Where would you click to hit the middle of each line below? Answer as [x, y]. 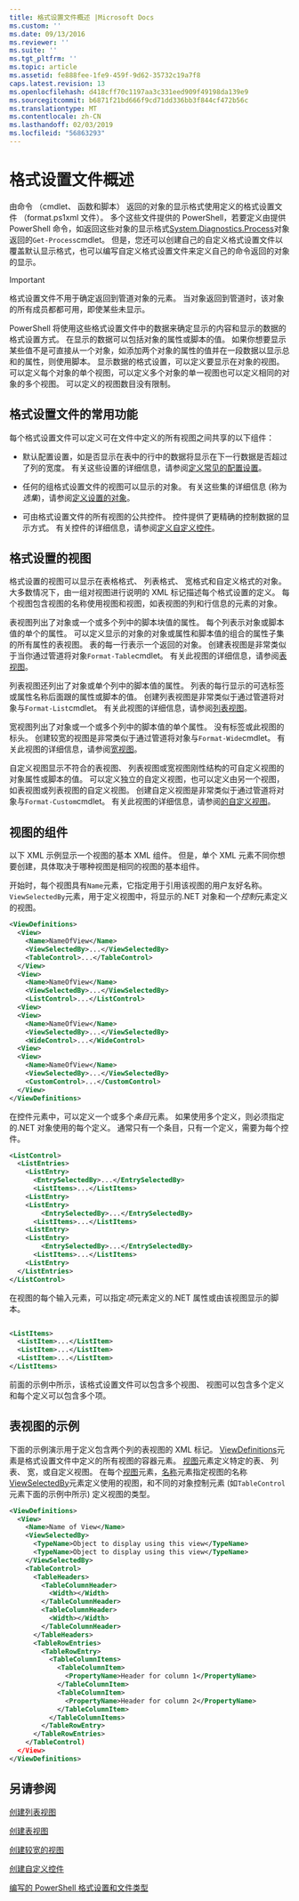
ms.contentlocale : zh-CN [55, 117]
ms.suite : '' [33, 51]
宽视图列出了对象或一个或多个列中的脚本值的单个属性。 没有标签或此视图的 [147, 727]
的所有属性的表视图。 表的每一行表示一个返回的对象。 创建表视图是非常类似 [148, 645]
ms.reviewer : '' [39, 42]
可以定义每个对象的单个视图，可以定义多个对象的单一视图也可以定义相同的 [145, 372]
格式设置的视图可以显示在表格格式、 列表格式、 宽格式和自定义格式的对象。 [148, 581]
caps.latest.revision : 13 [57, 84]
